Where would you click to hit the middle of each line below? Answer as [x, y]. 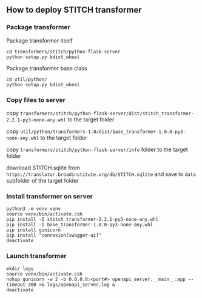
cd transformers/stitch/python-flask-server [63, 52]
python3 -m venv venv [34, 209]
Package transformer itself [39, 40]
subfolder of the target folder [42, 180]
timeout [16, 285]
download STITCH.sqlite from [43, 168]
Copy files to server [36, 100]
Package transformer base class [47, 68]
